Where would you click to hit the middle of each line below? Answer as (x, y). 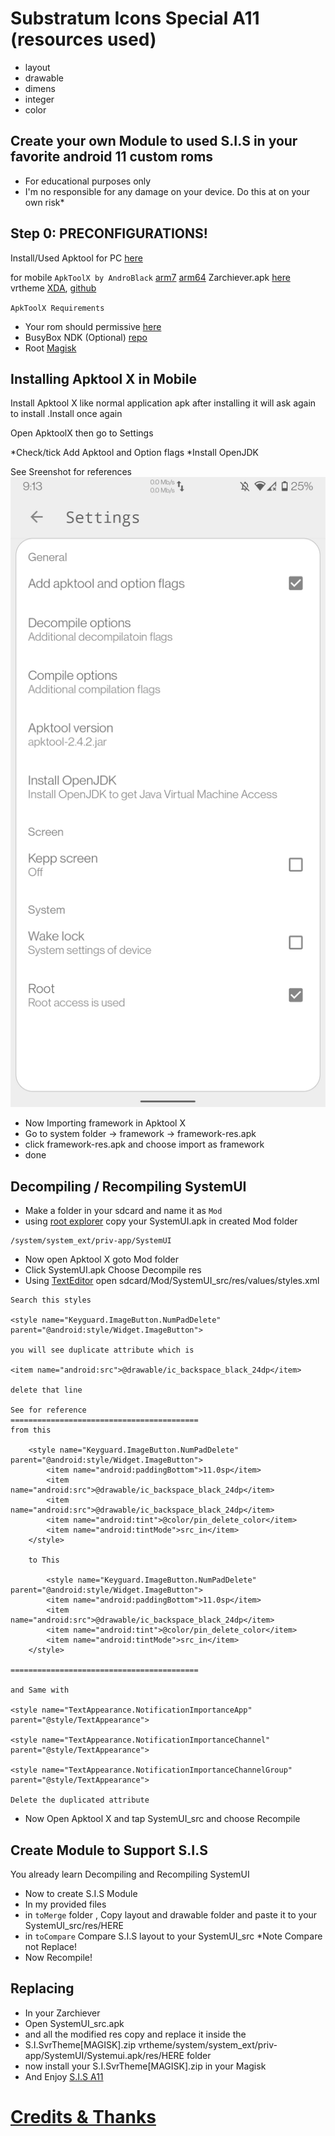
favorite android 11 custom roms (112, 157)
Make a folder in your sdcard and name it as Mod (123, 1211)
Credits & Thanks (83, 2117)
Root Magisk (50, 348)
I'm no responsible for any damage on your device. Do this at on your (167, 191)
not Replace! (50, 1946)
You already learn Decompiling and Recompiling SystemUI (130, 1874)
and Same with (40, 1690)
